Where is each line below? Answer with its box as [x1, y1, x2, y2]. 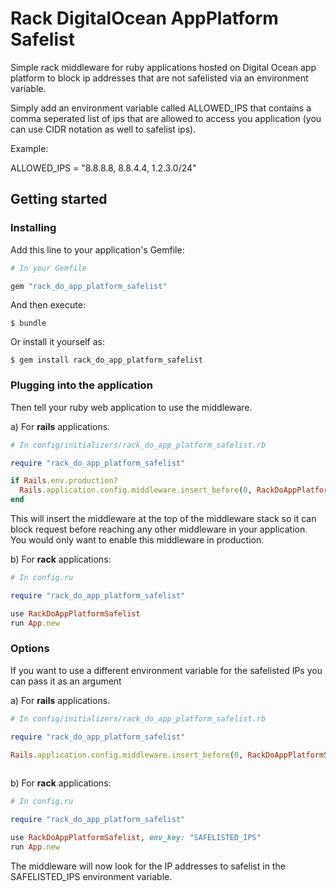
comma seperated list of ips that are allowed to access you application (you [10, 112, 322, 124]
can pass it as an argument [10, 675, 122, 687]
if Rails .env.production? [10, 476, 118, 486]
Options [10, 642, 50, 656]
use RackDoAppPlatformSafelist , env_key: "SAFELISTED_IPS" [10, 833, 262, 843]
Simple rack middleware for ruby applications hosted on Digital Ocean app [10, 61, 317, 73]
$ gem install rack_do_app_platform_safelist [10, 355, 203, 366]
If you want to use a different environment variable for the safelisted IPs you [10, 664, 323, 676]
